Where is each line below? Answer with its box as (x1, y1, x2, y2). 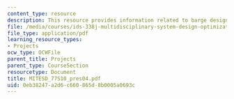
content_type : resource (7, 10, 77, 17)
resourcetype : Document (7, 68, 77, 75)
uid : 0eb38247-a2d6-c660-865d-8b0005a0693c (7, 82, 136, 89)
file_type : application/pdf (7, 29, 89, 37)
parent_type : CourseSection (7, 62, 89, 69)
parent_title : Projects (7, 56, 77, 63)
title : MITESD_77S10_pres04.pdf (7, 75, 101, 82)
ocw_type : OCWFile (7, 49, 61, 56)
